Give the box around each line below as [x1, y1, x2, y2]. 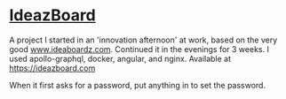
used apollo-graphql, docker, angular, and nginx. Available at [9, 53, 232, 64]
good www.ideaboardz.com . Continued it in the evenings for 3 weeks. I [9, 43, 269, 54]
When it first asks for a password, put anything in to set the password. [9, 80, 266, 90]
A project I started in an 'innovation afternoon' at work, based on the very [9, 34, 278, 45]
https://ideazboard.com [9, 63, 96, 73]
